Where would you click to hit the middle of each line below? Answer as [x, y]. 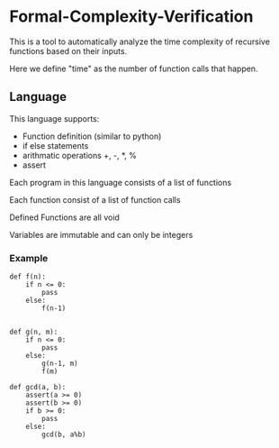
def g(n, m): [34, 332]
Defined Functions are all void [64, 217]
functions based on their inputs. [68, 50]
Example [29, 258]
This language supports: [54, 118]
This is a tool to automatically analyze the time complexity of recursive [139, 41]
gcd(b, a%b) [64, 434]
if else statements [55, 145]
